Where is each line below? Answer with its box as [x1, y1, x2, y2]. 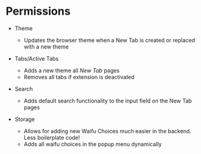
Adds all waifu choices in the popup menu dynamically [23, 140, 162, 148]
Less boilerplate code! [23, 134, 80, 141]
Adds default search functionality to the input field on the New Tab [23, 97, 192, 104]
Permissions [6, 4, 71, 18]
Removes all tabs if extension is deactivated [23, 73, 135, 80]
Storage [14, 115, 35, 123]
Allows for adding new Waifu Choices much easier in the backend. [23, 127, 192, 134]
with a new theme [23, 43, 69, 50]
